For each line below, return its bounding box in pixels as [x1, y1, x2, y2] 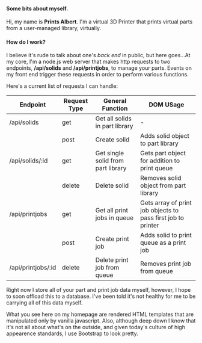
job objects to [140, 206, 179, 215]
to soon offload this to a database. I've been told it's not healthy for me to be [6, 292, 196, 300]
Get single [95, 149, 124, 158]
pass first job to [140, 214, 185, 222]
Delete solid [95, 181, 129, 190]
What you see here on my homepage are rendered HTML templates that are [6, 311, 194, 318]
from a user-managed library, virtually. [6, 25, 101, 32]
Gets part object [140, 149, 186, 158]
